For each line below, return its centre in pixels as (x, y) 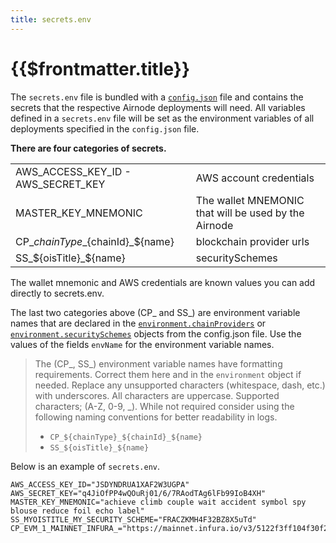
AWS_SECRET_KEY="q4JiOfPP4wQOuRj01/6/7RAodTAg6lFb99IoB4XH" (138, 493)
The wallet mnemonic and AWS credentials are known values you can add (163, 282)
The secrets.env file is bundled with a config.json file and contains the (157, 97)
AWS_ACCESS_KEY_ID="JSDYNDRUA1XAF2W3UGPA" (100, 484)
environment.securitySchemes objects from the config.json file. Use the (156, 333)
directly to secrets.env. (57, 293)
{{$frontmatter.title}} (100, 68)
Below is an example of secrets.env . (85, 466)
